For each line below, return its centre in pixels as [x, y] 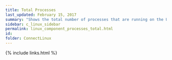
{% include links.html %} [31, 53]
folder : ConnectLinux [28, 39]
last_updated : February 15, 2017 [41, 15]
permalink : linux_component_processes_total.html [59, 29]
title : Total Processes [31, 10]
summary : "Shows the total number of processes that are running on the [84, 19]
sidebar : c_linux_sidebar [33, 24]
